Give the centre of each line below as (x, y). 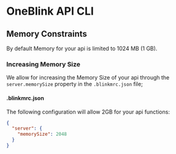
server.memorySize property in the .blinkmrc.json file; (75, 84)
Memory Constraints (47, 34)
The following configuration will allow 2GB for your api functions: (88, 112)
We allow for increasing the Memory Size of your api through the (88, 78)
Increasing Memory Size (44, 64)
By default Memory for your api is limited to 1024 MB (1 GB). (82, 48)
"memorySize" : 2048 (42, 134)
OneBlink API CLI (50, 11)
